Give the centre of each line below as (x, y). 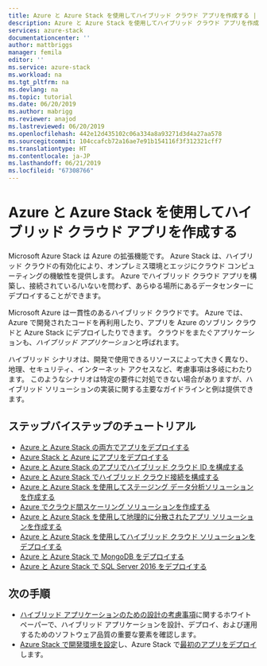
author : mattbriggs (41, 45)
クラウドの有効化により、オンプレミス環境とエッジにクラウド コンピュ (139, 265)
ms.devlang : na (33, 89)
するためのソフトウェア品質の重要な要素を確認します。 (110, 634)
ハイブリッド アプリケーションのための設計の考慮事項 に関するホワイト (135, 614)
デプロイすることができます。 (57, 296)
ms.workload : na (35, 75)
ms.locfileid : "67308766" (51, 171)
